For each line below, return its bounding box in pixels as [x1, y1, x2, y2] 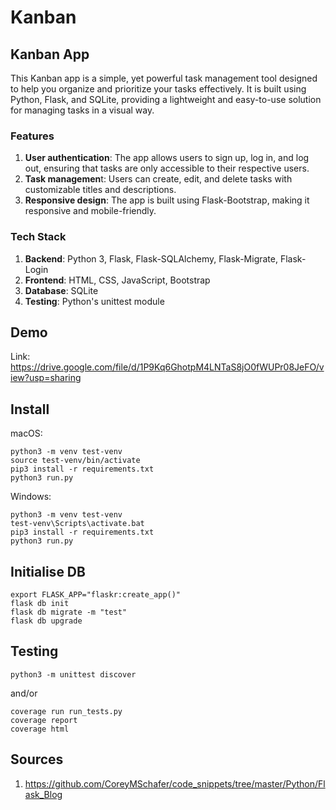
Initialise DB [10, 563, 86, 580]
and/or [10, 687, 38, 699]
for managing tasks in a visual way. [10, 104, 155, 116]
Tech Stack [10, 230, 67, 244]
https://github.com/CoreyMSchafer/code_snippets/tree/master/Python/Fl [24, 777, 326, 790]
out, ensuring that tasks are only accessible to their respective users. [24, 162, 310, 175]
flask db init [10, 599, 70, 609]
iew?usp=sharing [10, 372, 82, 384]
